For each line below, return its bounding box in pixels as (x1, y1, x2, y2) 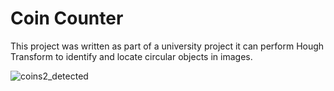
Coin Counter (10, 7, 124, 30)
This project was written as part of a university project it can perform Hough (10, 40, 325, 52)
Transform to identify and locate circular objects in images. (10, 50, 253, 62)
